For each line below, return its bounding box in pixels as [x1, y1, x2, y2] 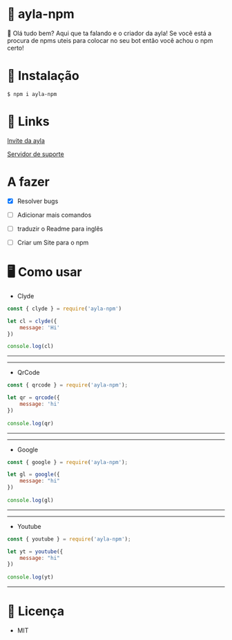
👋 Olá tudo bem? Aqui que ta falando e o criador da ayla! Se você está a [7, 29, 212, 37]
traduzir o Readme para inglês [17, 224, 104, 233]
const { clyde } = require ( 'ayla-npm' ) [7, 305, 122, 312]
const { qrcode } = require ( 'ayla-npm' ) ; [7, 382, 128, 389]
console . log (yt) [7, 574, 54, 581]
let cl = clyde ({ [7, 318, 57, 324]
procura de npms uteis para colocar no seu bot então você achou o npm [7, 36, 213, 44]
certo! [7, 43, 24, 52]
